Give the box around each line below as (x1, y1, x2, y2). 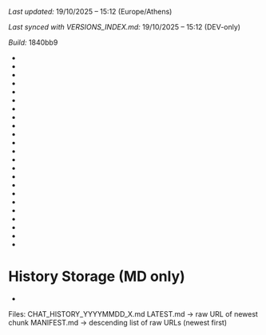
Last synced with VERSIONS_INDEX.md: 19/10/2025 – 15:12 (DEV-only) (8, 22, 241, 31)
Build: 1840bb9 (8, 37, 58, 47)
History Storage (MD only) (8, 267, 185, 286)
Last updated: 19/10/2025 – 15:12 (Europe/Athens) (8, 7, 173, 16)
